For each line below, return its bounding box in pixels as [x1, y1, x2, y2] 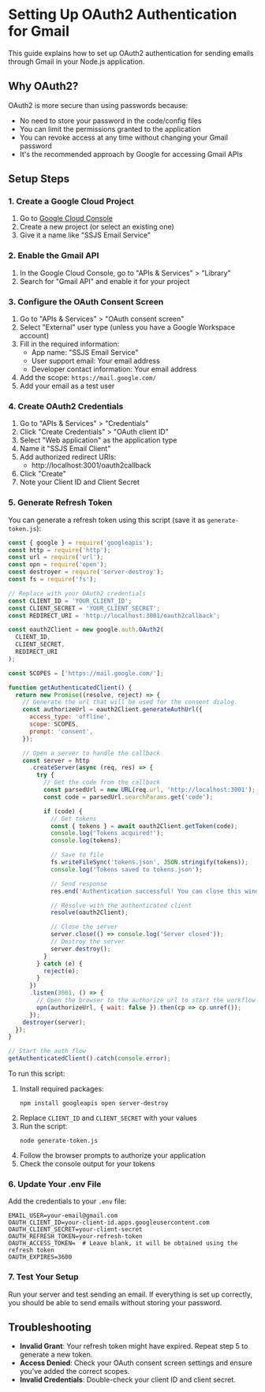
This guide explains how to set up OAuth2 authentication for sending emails [8, 48, 254, 58]
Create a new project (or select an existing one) [19, 222, 175, 232]
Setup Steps [8, 172, 69, 186]
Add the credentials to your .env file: [8, 1196, 127, 1206]
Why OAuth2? [8, 80, 79, 93]
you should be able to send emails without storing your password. [8, 1297, 222, 1307]
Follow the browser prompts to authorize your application [19, 1151, 207, 1160]
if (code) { [43, 807, 83, 815]
